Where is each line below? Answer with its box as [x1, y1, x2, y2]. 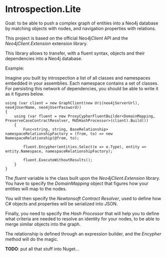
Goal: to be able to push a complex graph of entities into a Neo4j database [5, 20, 158, 26]
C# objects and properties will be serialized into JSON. [5, 200, 118, 206]
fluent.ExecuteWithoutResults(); [23, 157, 93, 162]
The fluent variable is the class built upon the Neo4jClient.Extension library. [5, 175, 160, 181]
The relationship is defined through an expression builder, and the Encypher [5, 230, 161, 236]
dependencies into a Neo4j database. [5, 55, 82, 61]
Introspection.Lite [5, 4, 81, 15]
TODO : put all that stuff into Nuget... [5, 245, 79, 251]
